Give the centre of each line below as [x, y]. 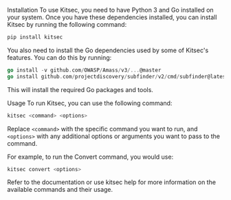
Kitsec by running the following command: [67, 24]
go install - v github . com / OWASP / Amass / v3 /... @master [84, 70]
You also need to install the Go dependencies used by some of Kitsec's [108, 50]
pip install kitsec [35, 37]
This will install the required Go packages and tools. [80, 89]
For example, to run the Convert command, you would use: [90, 157]
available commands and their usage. [60, 190]
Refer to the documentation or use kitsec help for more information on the [112, 182]
